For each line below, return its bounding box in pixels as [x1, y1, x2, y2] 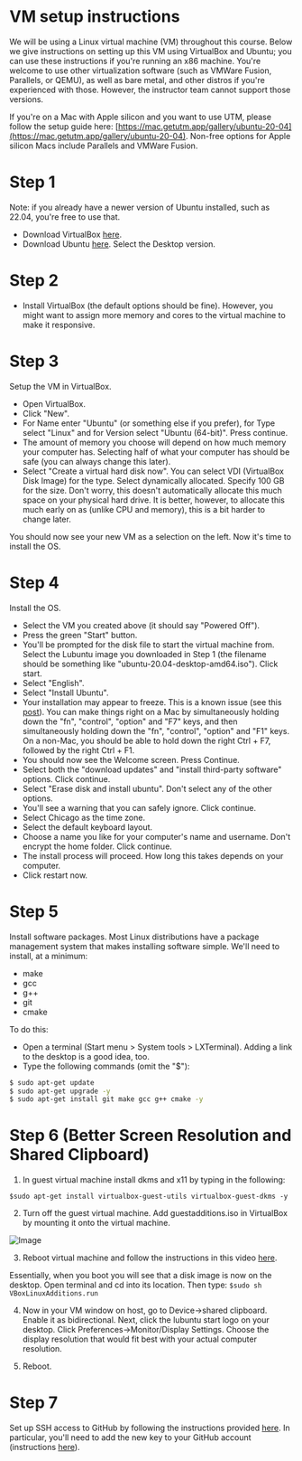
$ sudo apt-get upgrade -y [9, 1087, 111, 1096]
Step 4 [9, 572, 60, 593]
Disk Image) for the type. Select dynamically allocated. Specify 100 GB [22, 475, 285, 485]
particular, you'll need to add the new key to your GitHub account [9, 1432, 252, 1443]
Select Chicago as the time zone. [22, 812, 146, 823]
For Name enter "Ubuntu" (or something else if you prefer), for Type [22, 418, 276, 429]
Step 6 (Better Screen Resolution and [9, 1126, 292, 1145]
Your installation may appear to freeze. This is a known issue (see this [22, 696, 282, 707]
